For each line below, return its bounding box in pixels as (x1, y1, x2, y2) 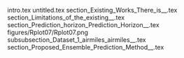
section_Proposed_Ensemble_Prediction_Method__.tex (7, 43, 164, 51)
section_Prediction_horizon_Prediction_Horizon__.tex (7, 21, 160, 29)
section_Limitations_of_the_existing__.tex (7, 13, 125, 22)
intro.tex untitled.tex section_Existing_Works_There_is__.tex (7, 6, 178, 14)
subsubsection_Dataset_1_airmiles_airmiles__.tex (7, 36, 146, 44)
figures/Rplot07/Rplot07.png (7, 28, 89, 36)
